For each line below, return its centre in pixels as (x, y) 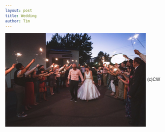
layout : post (19, 10)
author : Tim (17, 21)
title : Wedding (21, 16)
